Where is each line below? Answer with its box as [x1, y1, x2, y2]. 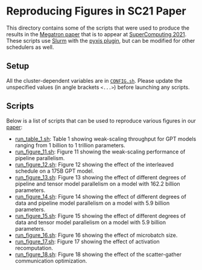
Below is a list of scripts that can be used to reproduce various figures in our [6, 117, 196, 124]
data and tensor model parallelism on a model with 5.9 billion [14, 219, 166, 226]
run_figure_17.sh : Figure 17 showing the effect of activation [14, 237, 160, 245]
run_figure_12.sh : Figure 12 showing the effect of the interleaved [14, 161, 174, 168]
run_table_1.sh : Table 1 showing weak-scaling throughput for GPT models [14, 135, 197, 143]
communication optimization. [14, 257, 87, 264]
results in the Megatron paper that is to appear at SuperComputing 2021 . [6, 30, 187, 37]
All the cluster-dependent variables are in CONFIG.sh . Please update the [6, 77, 183, 84]
